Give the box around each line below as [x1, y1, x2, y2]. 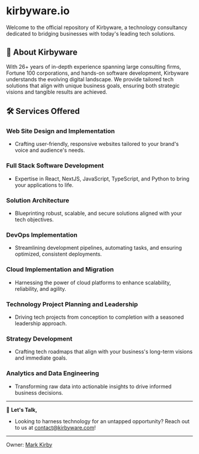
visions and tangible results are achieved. [6, 88, 108, 96]
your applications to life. [14, 181, 74, 188]
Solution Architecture [6, 196, 69, 204]
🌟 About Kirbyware [6, 47, 78, 58]
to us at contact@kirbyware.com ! [14, 424, 96, 431]
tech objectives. [14, 216, 54, 223]
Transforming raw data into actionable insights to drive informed [14, 383, 172, 390]
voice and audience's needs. [14, 147, 85, 154]
